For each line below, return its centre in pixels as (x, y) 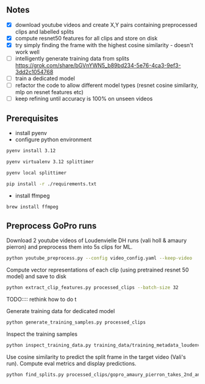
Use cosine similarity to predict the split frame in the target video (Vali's (96, 356)
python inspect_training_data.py (49, 345)
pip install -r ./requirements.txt (52, 184)
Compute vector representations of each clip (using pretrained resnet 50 (98, 270)
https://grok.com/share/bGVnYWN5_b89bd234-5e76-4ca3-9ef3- (98, 65)
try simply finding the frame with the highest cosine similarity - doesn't (104, 45)
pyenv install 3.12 (31, 151)
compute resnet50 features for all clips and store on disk (86, 38)
